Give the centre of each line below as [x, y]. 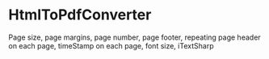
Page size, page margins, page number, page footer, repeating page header [134, 37]
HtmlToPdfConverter [80, 15]
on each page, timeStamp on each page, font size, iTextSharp [111, 45]
